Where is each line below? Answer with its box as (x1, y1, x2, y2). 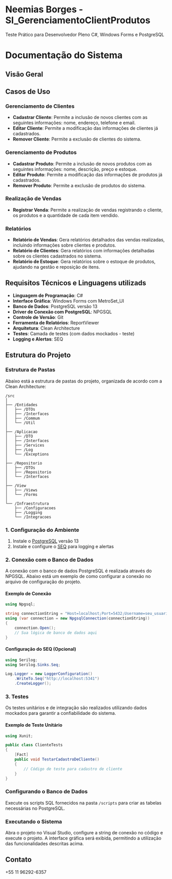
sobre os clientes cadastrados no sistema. (12, 253, 102, 259)
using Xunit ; (5, 733, 33, 738)
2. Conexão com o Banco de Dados (5, 556, 94, 563)
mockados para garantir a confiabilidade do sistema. (5, 710, 116, 716)
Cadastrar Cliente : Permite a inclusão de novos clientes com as (12, 114, 147, 121)
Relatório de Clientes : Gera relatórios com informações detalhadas (12, 248, 155, 254)
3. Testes (5, 693, 29, 701)
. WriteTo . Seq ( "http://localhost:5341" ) (14, 676, 100, 682)
